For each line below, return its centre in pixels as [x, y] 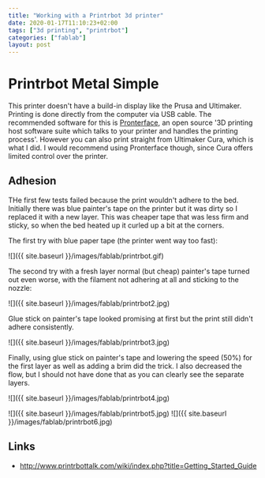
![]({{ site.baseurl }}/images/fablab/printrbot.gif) [86, 256]
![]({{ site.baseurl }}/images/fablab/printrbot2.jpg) [89, 303]
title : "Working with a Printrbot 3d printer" [86, 15]
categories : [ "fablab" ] [47, 38]
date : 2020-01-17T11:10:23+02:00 [63, 23]
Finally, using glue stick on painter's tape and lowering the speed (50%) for [130, 357]
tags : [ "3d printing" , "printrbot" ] [68, 30]
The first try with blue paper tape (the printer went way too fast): [113, 240]
